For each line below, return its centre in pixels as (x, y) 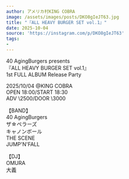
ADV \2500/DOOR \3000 (36, 98)
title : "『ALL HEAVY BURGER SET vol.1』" (57, 22)
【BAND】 (18, 110)
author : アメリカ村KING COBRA (40, 11)
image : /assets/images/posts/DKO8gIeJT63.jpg (62, 17)
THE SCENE (21, 138)
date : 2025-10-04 (27, 28)
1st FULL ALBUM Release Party (44, 75)
